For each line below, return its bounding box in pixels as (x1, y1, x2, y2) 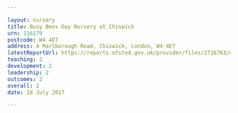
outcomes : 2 (7, 76, 42, 83)
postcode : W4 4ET (7, 36, 59, 43)
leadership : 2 (7, 69, 50, 76)
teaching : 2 (7, 56, 42, 64)
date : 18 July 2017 (7, 89, 65, 96)
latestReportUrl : (7, 49, 59, 56)
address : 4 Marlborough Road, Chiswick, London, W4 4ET (7, 43, 176, 50)
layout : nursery (7, 16, 55, 23)
